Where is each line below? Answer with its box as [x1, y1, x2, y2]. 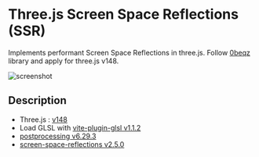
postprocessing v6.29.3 [19, 131, 97, 141]
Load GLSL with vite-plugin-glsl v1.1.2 [19, 123, 141, 132]
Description [8, 94, 67, 107]
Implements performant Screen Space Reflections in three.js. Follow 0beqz [8, 48, 251, 57]
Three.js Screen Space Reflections [8, 5, 239, 23]
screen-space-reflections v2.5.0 [19, 139, 125, 149]
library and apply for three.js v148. [8, 56, 119, 66]
